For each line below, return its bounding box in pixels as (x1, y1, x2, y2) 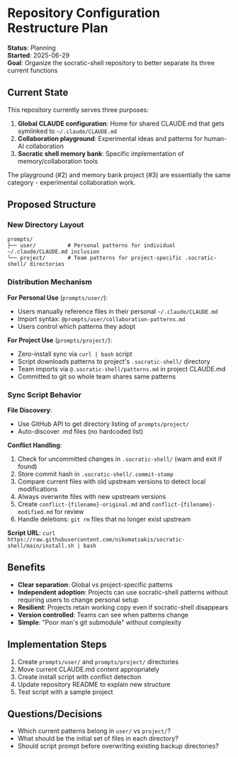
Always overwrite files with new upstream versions (17, 493, 166, 501)
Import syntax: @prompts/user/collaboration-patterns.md (17, 314, 186, 323)
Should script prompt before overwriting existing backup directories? (17, 742, 220, 751)
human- (204, 134, 227, 142)
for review (54, 508, 84, 516)
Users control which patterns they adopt (17, 322, 136, 330)
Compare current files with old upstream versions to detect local (17, 477, 206, 486)
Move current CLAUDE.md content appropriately (17, 665, 159, 673)
